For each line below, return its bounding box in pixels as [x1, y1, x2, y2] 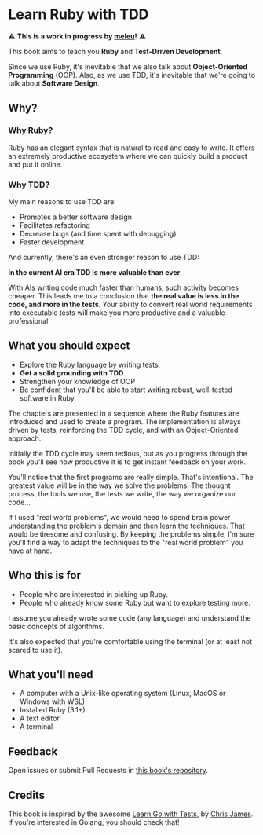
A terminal [19, 722, 53, 731]
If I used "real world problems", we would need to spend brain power [8, 512, 231, 522]
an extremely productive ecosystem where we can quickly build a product [8, 151, 247, 160]
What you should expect [8, 339, 130, 353]
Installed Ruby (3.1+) [19, 705, 86, 715]
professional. [8, 316, 51, 325]
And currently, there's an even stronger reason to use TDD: [8, 252, 200, 262]
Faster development [19, 237, 85, 247]
